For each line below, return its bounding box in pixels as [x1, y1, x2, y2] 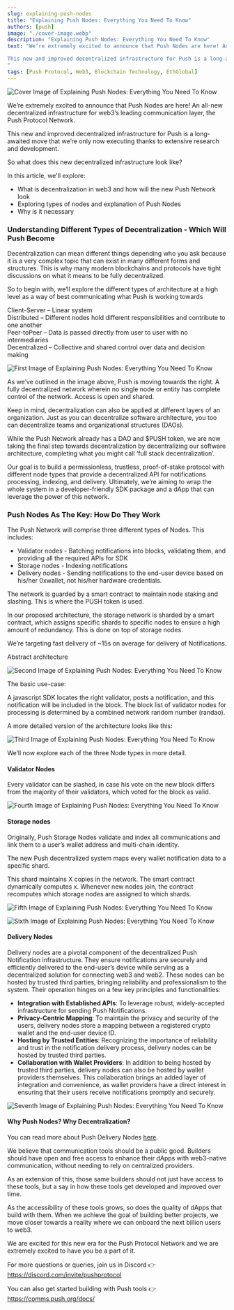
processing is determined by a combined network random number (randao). [7, 708, 226, 717]
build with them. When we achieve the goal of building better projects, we [7, 1211, 219, 1219]
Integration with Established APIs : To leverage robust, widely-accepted [17, 998, 225, 1007]
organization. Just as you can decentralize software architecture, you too [7, 413, 217, 421]
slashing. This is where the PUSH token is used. [7, 597, 144, 606]
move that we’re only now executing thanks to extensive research [31, 137, 219, 145]
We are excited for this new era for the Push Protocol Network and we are [7, 1239, 219, 1248]
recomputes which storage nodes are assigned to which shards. [7, 889, 192, 898]
